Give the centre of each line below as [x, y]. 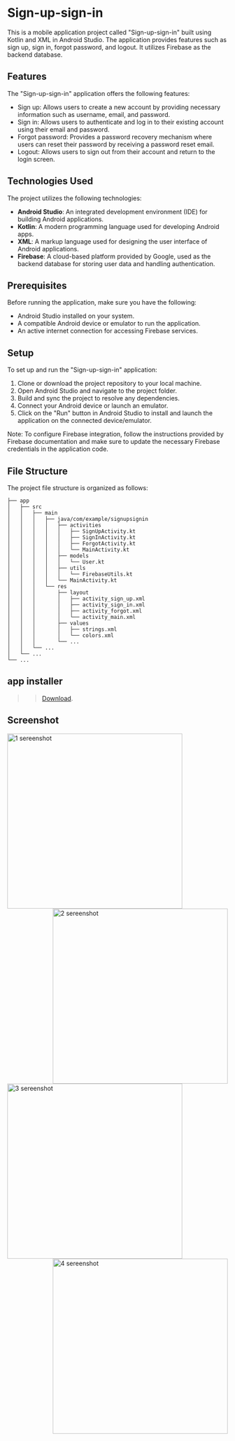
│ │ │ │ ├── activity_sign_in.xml [76, 605]
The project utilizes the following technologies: [74, 198]
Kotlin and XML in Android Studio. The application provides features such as [117, 39]
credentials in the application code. [58, 449]
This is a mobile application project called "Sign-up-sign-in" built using [109, 32]
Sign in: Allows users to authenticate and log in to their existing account [120, 122]
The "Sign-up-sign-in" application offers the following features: [99, 93]
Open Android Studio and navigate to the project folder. [97, 391]
